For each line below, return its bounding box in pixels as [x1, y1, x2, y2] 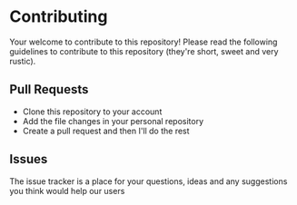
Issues [9, 151, 48, 167]
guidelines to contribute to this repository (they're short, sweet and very [9, 45, 279, 56]
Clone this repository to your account [22, 106, 163, 117]
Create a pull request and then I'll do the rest [22, 125, 190, 136]
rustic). [9, 55, 36, 66]
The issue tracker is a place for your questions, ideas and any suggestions [9, 175, 288, 187]
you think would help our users [9, 185, 125, 196]
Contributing [9, 6, 108, 27]
